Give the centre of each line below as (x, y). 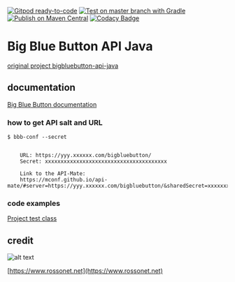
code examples (34, 203)
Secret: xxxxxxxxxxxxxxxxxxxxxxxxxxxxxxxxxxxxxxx (94, 162)
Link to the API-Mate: (53, 174)
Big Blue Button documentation (52, 104)
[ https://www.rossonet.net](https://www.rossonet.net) (85, 271)
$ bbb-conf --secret (37, 137)
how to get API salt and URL (55, 122)
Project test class (32, 218)
